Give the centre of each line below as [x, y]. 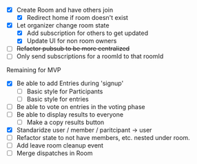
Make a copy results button [65, 122]
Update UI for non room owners [72, 41]
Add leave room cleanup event [60, 145]
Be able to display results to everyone [70, 114]
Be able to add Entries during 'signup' [70, 83]
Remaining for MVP [34, 70]
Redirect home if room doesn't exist [77, 18]
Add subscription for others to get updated [87, 33]
